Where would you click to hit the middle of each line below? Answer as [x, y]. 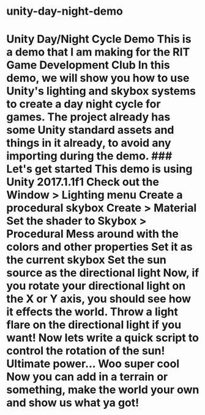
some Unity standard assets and [90, 130]
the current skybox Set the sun [87, 260]
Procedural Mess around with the [93, 234]
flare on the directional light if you [94, 325]
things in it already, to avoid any [89, 143]
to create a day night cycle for [84, 104]
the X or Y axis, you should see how [99, 299]
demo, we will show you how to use [98, 78]
